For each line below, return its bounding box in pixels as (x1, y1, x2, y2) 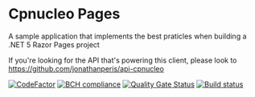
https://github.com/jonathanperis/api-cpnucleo (8, 63, 165, 73)
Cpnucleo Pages (8, 5, 121, 23)
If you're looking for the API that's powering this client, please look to (8, 55, 237, 65)
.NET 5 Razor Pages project (8, 39, 101, 49)
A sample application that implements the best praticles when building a (8, 31, 247, 41)
